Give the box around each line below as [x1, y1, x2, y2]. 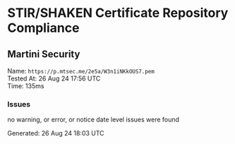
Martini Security [7, 48, 80, 60]
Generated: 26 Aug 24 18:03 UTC [7, 129, 104, 138]
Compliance [7, 20, 80, 36]
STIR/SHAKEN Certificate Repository [7, 5, 229, 21]
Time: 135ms [7, 82, 44, 90]
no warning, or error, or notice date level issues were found [7, 115, 180, 124]
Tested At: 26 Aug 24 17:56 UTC [7, 74, 101, 83]
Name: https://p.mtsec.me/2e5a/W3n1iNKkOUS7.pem [7, 67, 155, 75]
